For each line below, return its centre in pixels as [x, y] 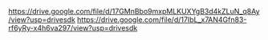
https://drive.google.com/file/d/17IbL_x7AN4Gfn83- [162, 20]
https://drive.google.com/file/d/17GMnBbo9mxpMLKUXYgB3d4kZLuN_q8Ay [134, 11]
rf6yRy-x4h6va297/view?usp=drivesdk [73, 28]
